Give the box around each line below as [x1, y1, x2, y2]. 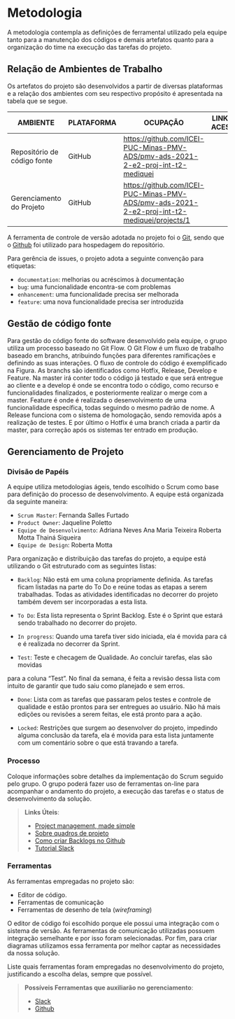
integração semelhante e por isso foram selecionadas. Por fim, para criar [7, 934, 218, 942]
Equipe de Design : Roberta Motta [17, 541, 113, 549]
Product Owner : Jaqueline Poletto [17, 519, 113, 527]
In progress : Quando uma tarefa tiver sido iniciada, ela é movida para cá [17, 632, 227, 641]
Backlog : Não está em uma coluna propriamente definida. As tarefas [17, 575, 213, 584]
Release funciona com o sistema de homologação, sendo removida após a [7, 411, 222, 419]
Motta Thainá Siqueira [17, 533, 82, 542]
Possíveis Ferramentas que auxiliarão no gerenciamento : [24, 983, 194, 992]
